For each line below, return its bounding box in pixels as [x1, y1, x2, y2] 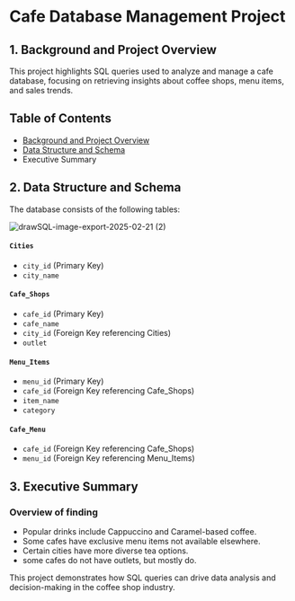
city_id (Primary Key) [22, 260, 104, 270]
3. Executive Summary [9, 479, 139, 494]
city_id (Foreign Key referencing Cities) [22, 328, 172, 339]
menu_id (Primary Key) [22, 376, 104, 387]
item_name [22, 397, 60, 406]
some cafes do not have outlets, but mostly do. [22, 555, 197, 566]
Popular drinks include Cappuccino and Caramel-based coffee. [22, 526, 257, 537]
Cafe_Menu [9, 425, 47, 434]
